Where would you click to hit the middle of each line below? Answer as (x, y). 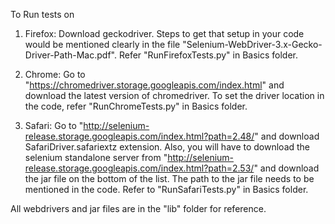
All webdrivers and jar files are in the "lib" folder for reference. (138, 208)
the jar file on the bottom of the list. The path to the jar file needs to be (169, 178)
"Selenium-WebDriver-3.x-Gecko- (252, 44)
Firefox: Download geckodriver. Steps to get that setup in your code (164, 33)
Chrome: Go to (55, 74)
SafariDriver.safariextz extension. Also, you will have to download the (167, 147)
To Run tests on (42, 14)
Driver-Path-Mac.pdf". (70, 55)
